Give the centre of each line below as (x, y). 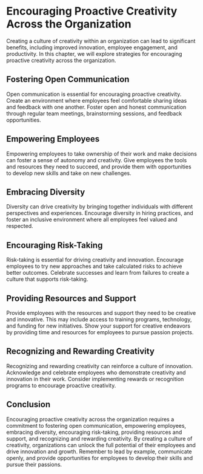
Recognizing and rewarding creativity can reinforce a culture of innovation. (100, 366)
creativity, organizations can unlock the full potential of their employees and (101, 445)
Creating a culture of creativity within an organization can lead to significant (101, 41)
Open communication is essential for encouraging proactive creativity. (94, 94)
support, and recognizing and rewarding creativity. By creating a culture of (99, 438)
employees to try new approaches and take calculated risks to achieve (94, 266)
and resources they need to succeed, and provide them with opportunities (99, 167)
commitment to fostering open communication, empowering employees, (96, 425)
